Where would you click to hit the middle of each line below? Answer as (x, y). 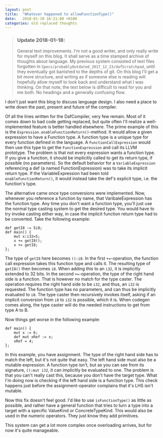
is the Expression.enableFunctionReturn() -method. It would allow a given (79, 132)
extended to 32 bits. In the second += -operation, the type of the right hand (80, 274)
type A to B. (17, 310)
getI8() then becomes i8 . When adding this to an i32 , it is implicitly (73, 268)
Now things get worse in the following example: (53, 319)
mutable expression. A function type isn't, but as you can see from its (75, 365)
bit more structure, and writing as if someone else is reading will (81, 76)
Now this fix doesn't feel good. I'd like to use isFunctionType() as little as (78, 400)
